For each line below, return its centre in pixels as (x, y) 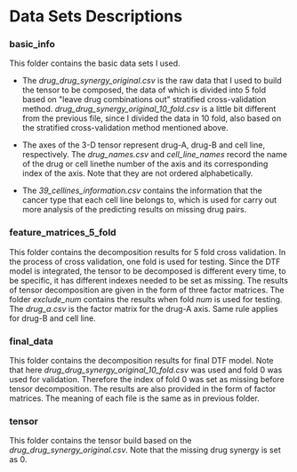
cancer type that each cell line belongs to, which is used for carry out (149, 200)
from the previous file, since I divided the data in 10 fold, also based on (152, 118)
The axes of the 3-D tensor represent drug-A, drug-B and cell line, (143, 145)
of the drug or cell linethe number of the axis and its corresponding (145, 164)
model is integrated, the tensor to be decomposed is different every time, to (148, 271)
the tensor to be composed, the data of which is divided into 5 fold (144, 90)
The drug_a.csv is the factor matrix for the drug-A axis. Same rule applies (144, 308)
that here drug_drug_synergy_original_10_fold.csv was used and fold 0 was (146, 370)
